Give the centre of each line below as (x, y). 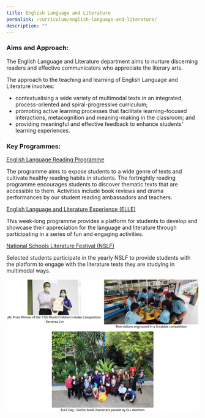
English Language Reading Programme (55, 159)
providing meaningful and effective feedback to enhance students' (99, 124)
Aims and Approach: (38, 48)
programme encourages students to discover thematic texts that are (92, 184)
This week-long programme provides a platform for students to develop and (102, 221)
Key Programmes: (34, 146)
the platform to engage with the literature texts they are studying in (91, 264)
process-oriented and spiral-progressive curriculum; (81, 105)
